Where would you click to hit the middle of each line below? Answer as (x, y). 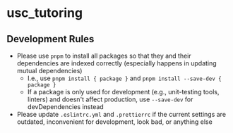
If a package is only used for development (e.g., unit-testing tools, (123, 92)
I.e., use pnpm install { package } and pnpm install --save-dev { (124, 78)
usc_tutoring (44, 13)
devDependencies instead (65, 107)
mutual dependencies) (49, 71)
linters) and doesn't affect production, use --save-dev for (110, 99)
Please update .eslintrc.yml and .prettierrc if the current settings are (121, 114)
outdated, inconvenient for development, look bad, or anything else (114, 122)
